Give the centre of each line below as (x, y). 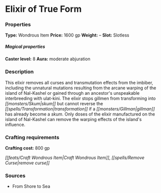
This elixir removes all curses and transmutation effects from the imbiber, (79, 82)
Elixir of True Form (44, 9)
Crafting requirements (32, 137)
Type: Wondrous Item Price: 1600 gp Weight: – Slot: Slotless (67, 35)
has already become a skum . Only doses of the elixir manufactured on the (80, 114)
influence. (15, 124)
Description (19, 72)
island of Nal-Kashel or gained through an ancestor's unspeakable (72, 93)
